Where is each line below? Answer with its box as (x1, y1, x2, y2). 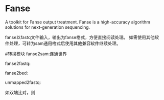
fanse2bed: (5, 70, 28, 76)
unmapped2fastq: (5, 79, 41, 85)
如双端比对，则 (5, 89, 35, 95)
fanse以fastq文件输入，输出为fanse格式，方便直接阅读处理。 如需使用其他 (5, 34, 155, 40)
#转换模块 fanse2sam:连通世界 (5, 51, 67, 57)
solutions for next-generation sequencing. (5, 24, 90, 30)
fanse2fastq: (5, 60, 31, 66)
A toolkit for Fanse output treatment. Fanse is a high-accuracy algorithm (5, 19, 150, 25)
